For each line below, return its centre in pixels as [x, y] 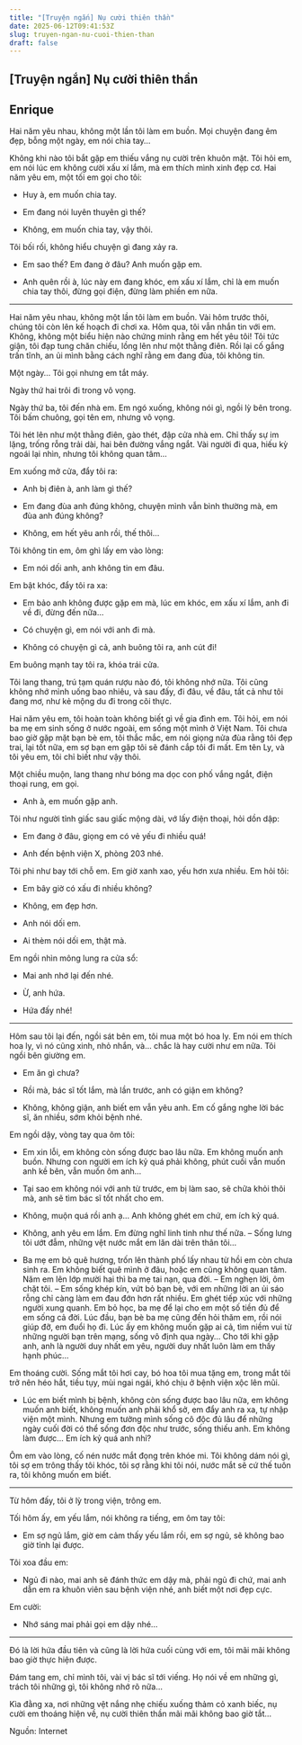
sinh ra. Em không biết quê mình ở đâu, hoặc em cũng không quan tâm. [155, 1270]
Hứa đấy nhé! [47, 1011]
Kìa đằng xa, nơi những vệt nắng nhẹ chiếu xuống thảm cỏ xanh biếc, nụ [143, 1705]
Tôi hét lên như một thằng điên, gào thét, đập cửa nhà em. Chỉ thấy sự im [144, 435]
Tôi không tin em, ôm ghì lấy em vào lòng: [87, 550]
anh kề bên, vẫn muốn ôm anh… [82, 1171]
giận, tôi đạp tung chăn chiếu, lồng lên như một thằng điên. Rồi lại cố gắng [147, 346]
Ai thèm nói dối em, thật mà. [75, 941]
